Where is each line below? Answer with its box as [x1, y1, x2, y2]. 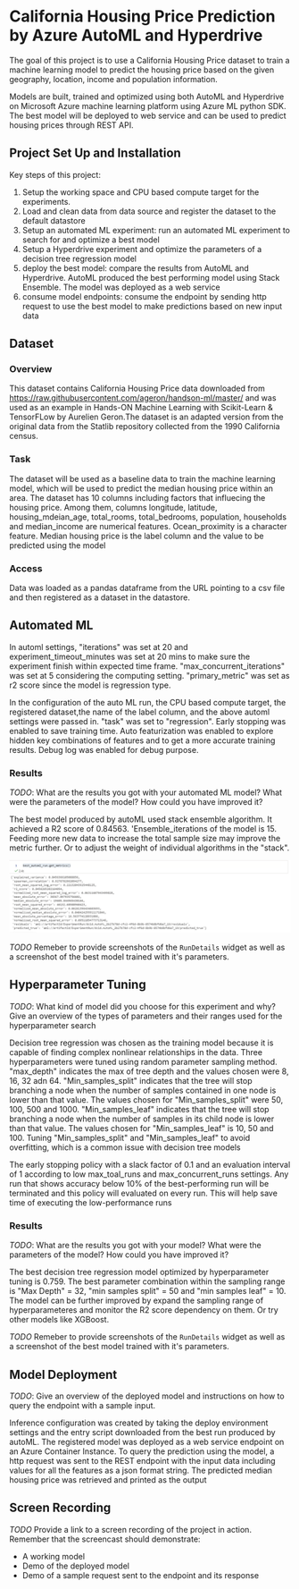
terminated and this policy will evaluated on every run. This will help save [9, 1188, 278, 1198]
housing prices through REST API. [9, 119, 134, 131]
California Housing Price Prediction [9, 6, 276, 27]
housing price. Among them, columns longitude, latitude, [9, 502, 218, 512]
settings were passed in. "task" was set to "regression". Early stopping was [9, 715, 287, 726]
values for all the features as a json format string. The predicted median [9, 1465, 273, 1475]
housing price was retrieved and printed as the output [9, 1475, 207, 1485]
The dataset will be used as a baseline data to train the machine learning [9, 473, 276, 484]
